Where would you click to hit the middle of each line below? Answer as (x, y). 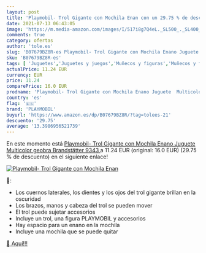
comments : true (26, 35)
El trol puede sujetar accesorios (55, 212)
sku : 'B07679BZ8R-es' (34, 58)
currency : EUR (25, 75)
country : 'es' (25, 98)
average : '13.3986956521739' (44, 126)
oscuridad (28, 199)
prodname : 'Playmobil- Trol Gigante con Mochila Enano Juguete (89, 92)
